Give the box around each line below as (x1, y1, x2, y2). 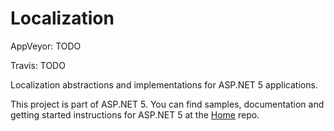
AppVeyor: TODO (10, 40, 82, 52)
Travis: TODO (10, 59, 66, 71)
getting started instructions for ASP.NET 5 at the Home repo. (10, 108, 260, 121)
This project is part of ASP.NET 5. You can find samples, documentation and (10, 98, 325, 110)
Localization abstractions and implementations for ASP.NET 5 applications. (10, 78, 318, 91)
